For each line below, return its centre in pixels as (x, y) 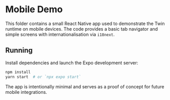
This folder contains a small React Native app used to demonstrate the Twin (85, 23)
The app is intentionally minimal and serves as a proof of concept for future (85, 86)
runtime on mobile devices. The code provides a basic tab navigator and (82, 29)
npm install (18, 72)
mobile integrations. (26, 92)
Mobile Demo (34, 9)
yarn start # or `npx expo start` (43, 77)
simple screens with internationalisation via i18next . (60, 34)
